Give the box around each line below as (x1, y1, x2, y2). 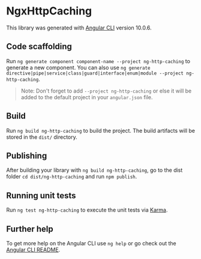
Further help (6, 224, 54, 234)
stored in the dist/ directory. (6, 133, 78, 141)
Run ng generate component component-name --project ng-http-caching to (6, 57, 191, 64)
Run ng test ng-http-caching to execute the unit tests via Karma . (6, 206, 168, 214)
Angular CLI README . (6, 246, 61, 253)
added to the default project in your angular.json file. (20, 93, 153, 100)
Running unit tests (6, 190, 76, 201)
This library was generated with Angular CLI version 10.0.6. (6, 24, 152, 31)
